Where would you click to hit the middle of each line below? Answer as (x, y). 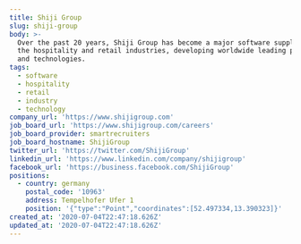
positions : (30, 175)
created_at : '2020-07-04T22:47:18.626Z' (86, 217)
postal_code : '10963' (65, 192)
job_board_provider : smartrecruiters (80, 134)
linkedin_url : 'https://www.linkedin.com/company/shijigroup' (128, 159)
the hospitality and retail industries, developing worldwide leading (152, 51)
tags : (19, 68)
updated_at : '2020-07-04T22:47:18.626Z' (86, 225)
